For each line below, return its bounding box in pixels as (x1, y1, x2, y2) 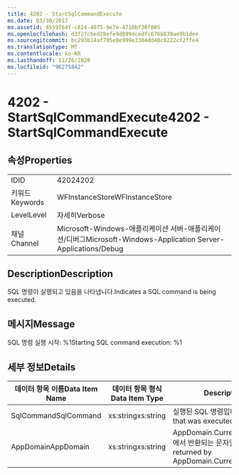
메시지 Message (7, 318, 75, 330)
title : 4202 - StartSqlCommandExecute (7, 10, 122, 18)
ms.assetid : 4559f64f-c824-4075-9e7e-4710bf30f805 (7, 24, 161, 31)
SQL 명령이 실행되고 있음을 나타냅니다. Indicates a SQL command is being (7, 288, 217, 296)
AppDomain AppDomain (11, 442, 90, 452)
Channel (11, 238, 39, 248)
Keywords (11, 197, 45, 207)
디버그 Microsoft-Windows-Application (66, 234, 196, 244)
